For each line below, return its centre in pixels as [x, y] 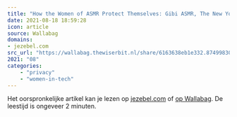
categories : [25, 66]
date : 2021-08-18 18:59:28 [47, 20]
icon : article [28, 27]
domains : [20, 40]
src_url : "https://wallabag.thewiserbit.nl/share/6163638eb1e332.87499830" [121, 53]
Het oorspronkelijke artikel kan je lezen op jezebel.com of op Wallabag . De [115, 99]
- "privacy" [37, 72]
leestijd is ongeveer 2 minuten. [52, 106]
